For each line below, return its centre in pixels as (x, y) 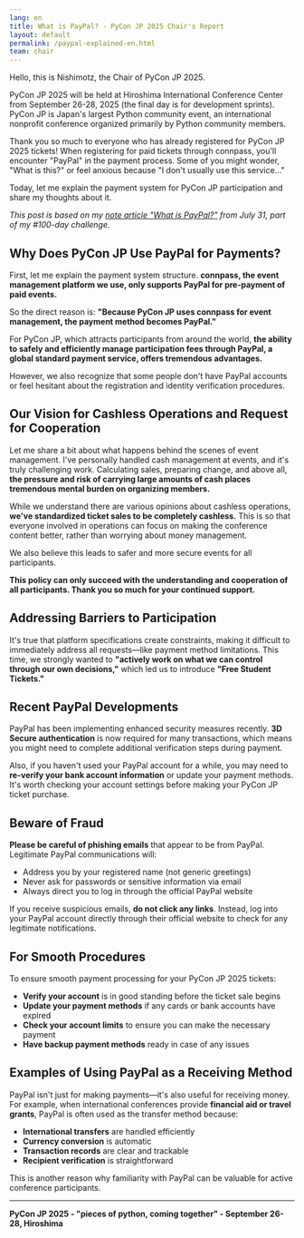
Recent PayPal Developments (94, 707)
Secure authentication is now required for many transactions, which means (151, 738)
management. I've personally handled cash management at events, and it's (149, 460)
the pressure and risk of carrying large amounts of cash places (130, 479)
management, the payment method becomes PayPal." (113, 321)
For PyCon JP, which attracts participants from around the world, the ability (151, 339)
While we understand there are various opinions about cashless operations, (150, 506)
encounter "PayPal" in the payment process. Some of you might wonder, (145, 161)
